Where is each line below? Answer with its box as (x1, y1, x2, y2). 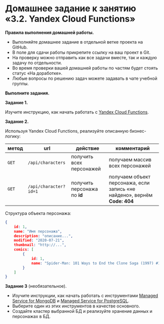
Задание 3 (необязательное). (5, 283, 67, 289)
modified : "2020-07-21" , (14, 238, 64, 243)
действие (76, 145, 100, 152)
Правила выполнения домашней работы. (5, 29, 94, 35)
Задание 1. (5, 99, 28, 105)
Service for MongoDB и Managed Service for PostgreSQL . (12, 298, 129, 304)
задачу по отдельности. (12, 60, 62, 66)
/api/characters (27, 160, 66, 165)
